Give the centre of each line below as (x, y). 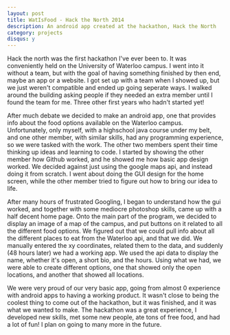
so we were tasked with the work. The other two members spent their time (113, 145)
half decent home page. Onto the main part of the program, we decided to (112, 216)
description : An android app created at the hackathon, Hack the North (112, 26)
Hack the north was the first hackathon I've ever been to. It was (97, 58)
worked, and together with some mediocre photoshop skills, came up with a (114, 209)
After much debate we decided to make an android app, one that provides (112, 116)
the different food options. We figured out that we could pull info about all (111, 231)
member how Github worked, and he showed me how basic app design (108, 159)
